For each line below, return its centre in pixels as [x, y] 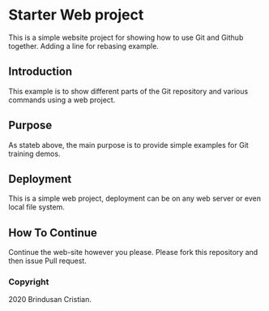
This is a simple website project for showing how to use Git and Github [126, 37]
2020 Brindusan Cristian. [50, 300]
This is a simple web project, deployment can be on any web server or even [135, 199]
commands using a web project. [62, 100]
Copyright [29, 282]
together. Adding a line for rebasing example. [84, 45]
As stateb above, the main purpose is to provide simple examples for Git [128, 145]
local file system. [36, 207]
